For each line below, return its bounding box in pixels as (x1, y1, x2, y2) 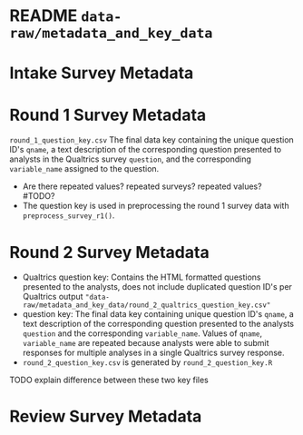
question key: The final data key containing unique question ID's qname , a (22, 309, 295, 320)
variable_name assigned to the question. (9, 163, 160, 174)
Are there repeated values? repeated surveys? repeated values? (22, 181, 262, 192)
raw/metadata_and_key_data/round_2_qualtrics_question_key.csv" (22, 301, 271, 310)
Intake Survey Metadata (9, 63, 194, 84)
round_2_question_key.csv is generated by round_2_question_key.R (22, 357, 273, 368)
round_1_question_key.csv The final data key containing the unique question (9, 134, 295, 145)
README (9, 5, 78, 26)
